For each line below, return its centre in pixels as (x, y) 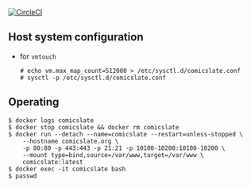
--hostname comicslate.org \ (71, 141)
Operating (34, 102)
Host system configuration (76, 37)
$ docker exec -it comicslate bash (67, 169)
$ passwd (23, 176)
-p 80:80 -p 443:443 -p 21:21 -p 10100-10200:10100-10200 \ (124, 148)
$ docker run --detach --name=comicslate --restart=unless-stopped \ (126, 134)
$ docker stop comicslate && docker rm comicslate (94, 127)
